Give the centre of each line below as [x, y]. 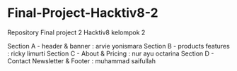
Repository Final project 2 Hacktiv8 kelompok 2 [76, 32]
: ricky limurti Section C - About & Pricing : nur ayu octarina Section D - [111, 53]
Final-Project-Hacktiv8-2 [83, 13]
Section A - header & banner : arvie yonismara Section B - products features [118, 46]
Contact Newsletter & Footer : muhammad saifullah [82, 60]
